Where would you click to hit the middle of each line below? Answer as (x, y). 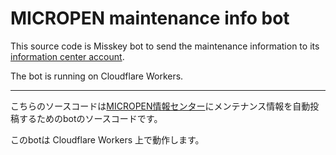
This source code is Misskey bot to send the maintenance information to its (165, 46)
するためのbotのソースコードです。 (90, 118)
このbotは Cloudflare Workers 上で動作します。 (107, 139)
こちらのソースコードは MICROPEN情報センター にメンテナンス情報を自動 (160, 106)
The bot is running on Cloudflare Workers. (97, 76)
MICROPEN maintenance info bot (150, 18)
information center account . (67, 56)
